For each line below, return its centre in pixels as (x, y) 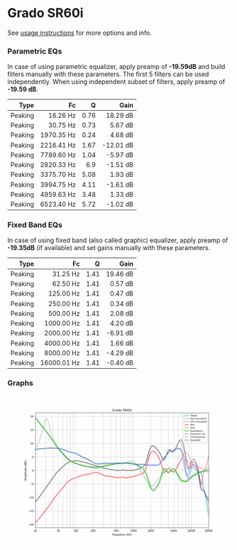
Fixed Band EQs (35, 225)
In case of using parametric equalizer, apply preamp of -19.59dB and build (116, 67)
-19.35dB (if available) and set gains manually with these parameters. (109, 248)
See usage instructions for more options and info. (80, 33)
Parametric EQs (35, 51)
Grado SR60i (45, 13)
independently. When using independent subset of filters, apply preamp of (116, 82)
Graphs (20, 383)
